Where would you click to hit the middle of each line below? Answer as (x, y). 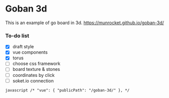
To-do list (17, 36)
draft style (23, 47)
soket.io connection (33, 80)
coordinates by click (34, 75)
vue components (30, 52)
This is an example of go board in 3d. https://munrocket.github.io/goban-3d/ (85, 23)
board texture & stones (36, 69)
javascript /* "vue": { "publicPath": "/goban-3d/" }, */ (67, 90)
